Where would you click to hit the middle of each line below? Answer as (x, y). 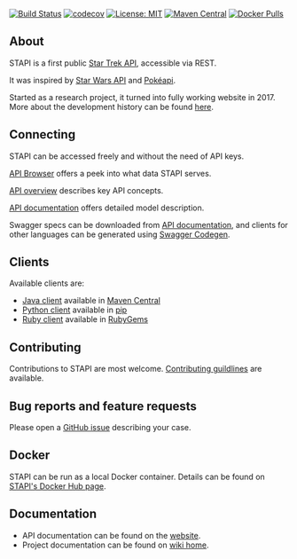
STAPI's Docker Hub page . (58, 486)
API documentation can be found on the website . (111, 535)
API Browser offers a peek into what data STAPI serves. (110, 173)
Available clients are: (47, 283)
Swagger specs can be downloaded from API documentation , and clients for (148, 224)
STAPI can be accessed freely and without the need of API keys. (127, 156)
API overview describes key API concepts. (86, 190)
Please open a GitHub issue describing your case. (101, 428)
